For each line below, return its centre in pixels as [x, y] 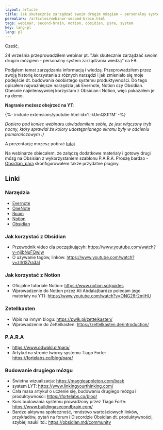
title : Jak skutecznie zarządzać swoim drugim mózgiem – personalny [76, 14]
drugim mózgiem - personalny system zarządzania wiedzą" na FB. [71, 60]
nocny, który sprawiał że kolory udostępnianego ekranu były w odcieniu [77, 129]
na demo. [15, 96]
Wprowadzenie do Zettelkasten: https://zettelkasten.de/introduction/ [81, 324]
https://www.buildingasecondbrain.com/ [52, 407]
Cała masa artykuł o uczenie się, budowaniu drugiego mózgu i [74, 391]
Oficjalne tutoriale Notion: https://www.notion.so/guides [68, 286]
